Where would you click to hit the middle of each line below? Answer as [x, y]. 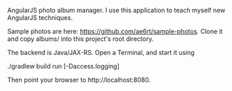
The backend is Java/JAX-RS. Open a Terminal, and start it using [101, 53]
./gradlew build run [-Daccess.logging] [63, 66]
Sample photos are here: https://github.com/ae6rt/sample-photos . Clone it [115, 31]
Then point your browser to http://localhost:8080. [79, 80]
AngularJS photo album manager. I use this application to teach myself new [116, 10]
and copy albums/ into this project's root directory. [80, 39]
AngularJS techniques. [40, 18]
